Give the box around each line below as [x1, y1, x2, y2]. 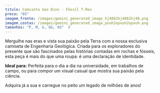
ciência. [5, 73, 21, 79]
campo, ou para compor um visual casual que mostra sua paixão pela [5, 68, 144, 74]
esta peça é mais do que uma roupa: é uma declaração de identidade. [5, 53, 145, 59]
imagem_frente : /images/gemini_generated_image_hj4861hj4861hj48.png [5, 16, 149, 21]
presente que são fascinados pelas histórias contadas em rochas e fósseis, [5, 49, 156, 54]
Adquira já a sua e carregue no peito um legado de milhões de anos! [5, 82, 142, 88]
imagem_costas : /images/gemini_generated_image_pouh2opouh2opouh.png [5, 20, 149, 26]
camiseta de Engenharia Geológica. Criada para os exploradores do [5, 43, 141, 49]
